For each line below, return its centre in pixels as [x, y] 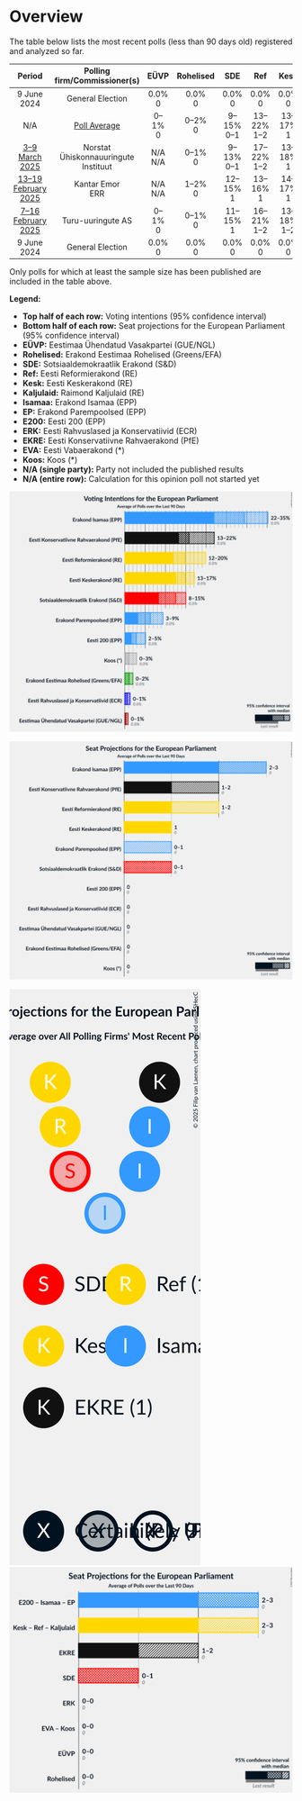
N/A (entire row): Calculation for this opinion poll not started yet [141, 479]
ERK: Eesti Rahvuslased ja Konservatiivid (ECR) [110, 431]
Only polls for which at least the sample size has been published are [135, 272]
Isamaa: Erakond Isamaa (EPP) [80, 403]
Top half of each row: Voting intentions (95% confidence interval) [144, 316]
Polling [97, 71]
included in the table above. [61, 282]
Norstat [97, 148]
